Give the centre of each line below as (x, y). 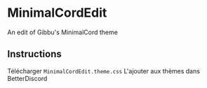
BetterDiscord (27, 78)
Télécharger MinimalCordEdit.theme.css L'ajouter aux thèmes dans (103, 71)
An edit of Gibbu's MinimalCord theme (62, 32)
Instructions (34, 54)
